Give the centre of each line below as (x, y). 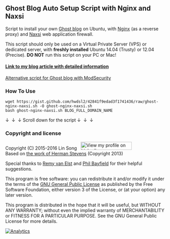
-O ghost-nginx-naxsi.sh (66, 106)
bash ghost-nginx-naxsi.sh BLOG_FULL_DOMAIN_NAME (59, 111)
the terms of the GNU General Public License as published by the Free (79, 184)
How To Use (20, 91)
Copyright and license (33, 133)
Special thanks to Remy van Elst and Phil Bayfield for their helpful (74, 163)
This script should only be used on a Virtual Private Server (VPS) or (76, 44)
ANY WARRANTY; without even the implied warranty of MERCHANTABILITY (85, 210)
